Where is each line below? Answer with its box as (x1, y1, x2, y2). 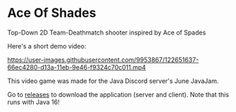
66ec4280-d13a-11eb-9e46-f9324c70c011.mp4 (7, 63, 147, 71)
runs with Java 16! (7, 97, 60, 106)
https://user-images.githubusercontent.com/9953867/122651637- (7, 55, 199, 64)
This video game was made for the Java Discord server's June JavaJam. (7, 76, 219, 85)
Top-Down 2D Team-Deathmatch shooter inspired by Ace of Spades (7, 28, 206, 37)
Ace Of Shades (7, 5, 97, 21)
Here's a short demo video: (7, 42, 87, 50)
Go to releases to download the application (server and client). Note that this (7, 90, 230, 99)
